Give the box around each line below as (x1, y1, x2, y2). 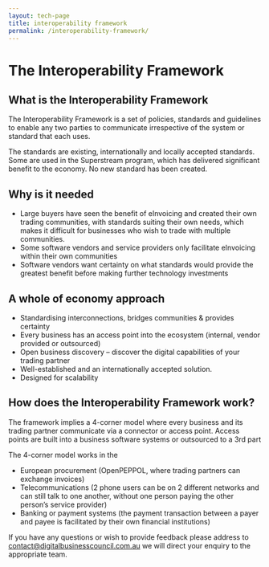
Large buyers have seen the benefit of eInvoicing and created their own (19, 209, 257, 218)
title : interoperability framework (8, 19, 128, 27)
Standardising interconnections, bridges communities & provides (19, 313, 234, 322)
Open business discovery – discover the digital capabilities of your (19, 347, 240, 357)
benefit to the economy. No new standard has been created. (8, 164, 208, 173)
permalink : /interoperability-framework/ (8, 27, 149, 35)
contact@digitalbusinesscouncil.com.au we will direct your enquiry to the (8, 540, 251, 550)
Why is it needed (8, 187, 94, 201)
